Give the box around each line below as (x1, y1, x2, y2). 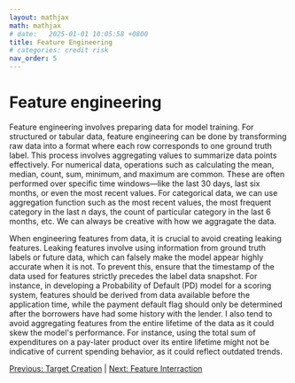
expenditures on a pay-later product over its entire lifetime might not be (9, 336, 270, 347)
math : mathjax (9, 21, 62, 30)
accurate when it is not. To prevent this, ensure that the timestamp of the (9, 261, 275, 271)
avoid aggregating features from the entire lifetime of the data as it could (9, 317, 275, 328)
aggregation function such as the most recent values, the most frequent (9, 197, 272, 207)
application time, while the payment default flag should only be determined (9, 299, 283, 309)
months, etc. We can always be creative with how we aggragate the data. (9, 215, 277, 226)
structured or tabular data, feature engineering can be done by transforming (9, 130, 287, 142)
